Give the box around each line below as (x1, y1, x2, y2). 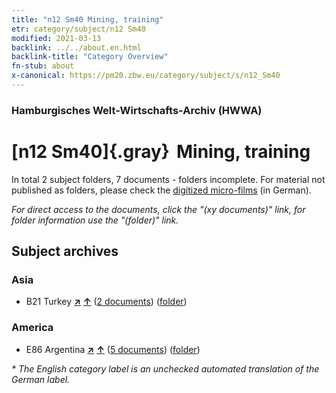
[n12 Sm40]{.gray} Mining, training (11, 140, 311, 163)
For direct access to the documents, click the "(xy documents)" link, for (11, 203, 306, 215)
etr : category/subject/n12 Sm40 (11, 24, 146, 34)
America (11, 321, 54, 335)
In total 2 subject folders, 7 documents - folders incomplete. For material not (11, 173, 326, 185)
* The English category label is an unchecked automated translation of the (11, 362, 320, 375)
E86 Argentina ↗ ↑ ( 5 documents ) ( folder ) (25, 343, 201, 355)
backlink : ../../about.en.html (11, 42, 142, 53)
